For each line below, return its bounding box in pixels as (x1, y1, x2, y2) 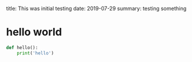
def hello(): (6, 44, 38, 50)
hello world (6, 26, 62, 39)
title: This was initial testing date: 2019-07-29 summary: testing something (6, 5, 187, 12)
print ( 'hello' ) (17, 50, 54, 56)
